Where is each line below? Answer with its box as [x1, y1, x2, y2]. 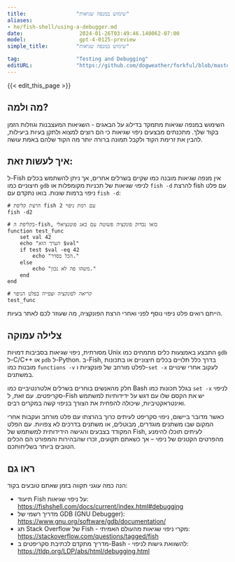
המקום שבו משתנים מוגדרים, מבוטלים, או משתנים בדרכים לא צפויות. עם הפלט [7, 420, 214, 428]
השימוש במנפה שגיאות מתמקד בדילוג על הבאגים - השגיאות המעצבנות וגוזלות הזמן [7, 120, 225, 128]
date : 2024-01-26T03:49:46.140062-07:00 [7, 29, 180, 37]
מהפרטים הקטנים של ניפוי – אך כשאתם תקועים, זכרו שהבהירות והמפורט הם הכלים [7, 435, 224, 444]
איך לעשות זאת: [7, 155, 73, 167]
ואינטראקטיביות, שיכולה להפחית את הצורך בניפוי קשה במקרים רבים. [7, 399, 186, 407]
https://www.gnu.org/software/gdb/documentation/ [17, 517, 166, 526]
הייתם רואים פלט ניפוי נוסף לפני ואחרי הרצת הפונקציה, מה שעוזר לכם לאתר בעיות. [7, 309, 223, 317]
